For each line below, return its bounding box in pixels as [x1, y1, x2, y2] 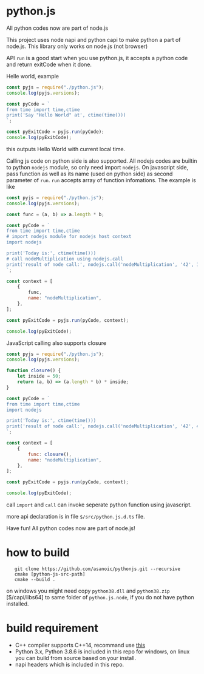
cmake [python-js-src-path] [14, 571, 86, 577]
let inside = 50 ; [17, 373, 61, 380]
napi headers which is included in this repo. [15, 661, 124, 668]
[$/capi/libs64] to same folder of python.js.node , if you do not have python [6, 594, 194, 601]
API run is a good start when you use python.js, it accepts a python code [6, 54, 188, 61]
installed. [6, 600, 29, 607]
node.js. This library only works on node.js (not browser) [6, 43, 148, 50]
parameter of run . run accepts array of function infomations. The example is [6, 176, 196, 183]
